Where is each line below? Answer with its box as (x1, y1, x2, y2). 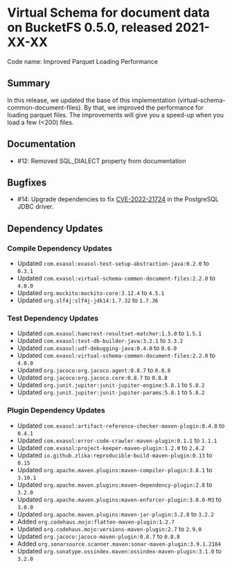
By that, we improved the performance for (84, 103, 204, 112)
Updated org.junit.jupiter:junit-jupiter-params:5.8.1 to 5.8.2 (17, 388, 205, 396)
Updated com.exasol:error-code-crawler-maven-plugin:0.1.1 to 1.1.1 (17, 436, 217, 444)
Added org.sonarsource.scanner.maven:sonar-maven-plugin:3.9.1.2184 (17, 540, 222, 548)
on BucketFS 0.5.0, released (7, 19, 173, 35)
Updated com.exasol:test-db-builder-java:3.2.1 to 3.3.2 (17, 337, 184, 345)
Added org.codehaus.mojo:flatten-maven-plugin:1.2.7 (17, 517, 175, 526)
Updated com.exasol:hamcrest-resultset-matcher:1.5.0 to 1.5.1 (17, 329, 202, 337)
